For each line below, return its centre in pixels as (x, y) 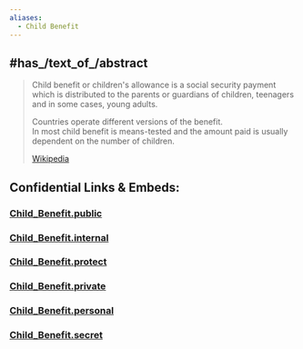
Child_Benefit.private (58, 286)
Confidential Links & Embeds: (95, 187)
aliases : (26, 18)
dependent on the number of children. (103, 141)
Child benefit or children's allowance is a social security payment (154, 85)
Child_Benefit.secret (56, 335)
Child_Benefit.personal (62, 311)
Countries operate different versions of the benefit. (127, 122)
